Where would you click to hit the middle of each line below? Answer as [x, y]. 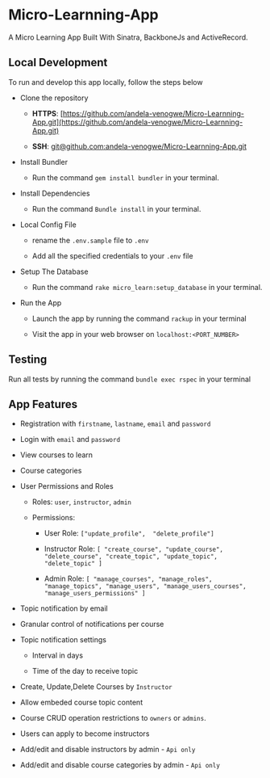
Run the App [41, 303]
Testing [28, 360]
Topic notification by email [64, 608]
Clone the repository [54, 98]
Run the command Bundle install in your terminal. [116, 208]
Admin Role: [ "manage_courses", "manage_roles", [128, 578]
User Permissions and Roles [67, 486]
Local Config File [48, 225]
